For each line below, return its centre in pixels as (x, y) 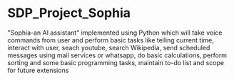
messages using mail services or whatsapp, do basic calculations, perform (117, 55)
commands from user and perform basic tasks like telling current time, (111, 40)
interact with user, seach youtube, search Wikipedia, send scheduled (109, 47)
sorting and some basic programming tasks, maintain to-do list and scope (116, 62)
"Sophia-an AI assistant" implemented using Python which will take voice (115, 33)
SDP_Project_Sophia (69, 13)
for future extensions (38, 70)
